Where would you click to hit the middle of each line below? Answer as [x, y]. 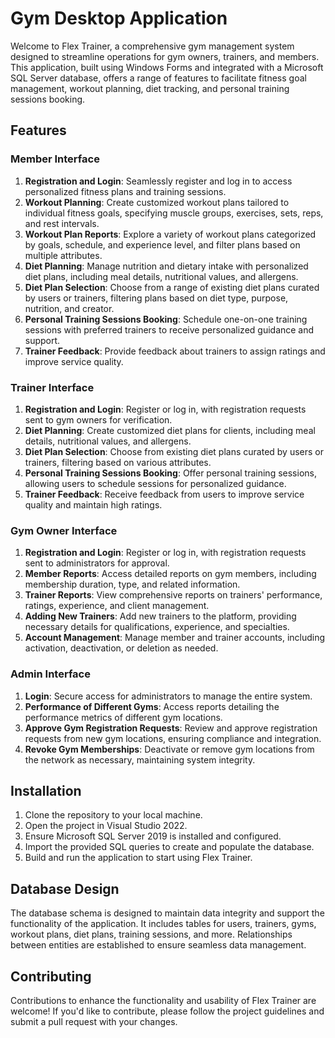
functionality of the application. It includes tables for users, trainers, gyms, [163, 924]
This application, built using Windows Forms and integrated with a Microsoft [167, 67]
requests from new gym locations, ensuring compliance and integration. [173, 738]
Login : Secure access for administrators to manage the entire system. [168, 696]
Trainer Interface [52, 387]
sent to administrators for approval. [97, 563]
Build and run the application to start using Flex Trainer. [138, 858]
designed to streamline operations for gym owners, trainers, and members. [165, 56]
